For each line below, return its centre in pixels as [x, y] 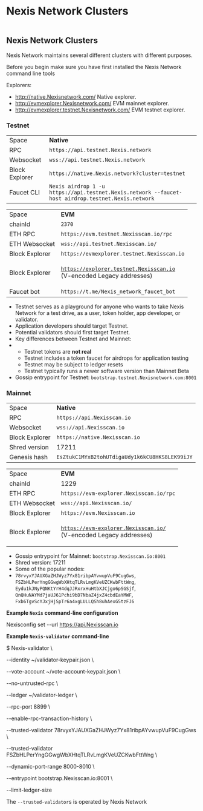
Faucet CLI [25, 193]
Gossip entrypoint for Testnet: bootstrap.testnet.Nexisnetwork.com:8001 [106, 377]
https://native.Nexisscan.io [98, 438]
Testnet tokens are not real [58, 352]
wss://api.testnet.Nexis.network [97, 160]
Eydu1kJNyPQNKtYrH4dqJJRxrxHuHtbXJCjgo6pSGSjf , [75, 588]
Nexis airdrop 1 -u [77, 187]
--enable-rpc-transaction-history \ [49, 718]
